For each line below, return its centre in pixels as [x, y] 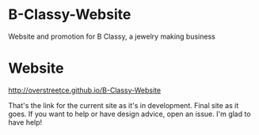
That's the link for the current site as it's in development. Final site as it [124, 105]
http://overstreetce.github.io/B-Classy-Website [84, 90]
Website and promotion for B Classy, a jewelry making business [112, 36]
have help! [25, 122]
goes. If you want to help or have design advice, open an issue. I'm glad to [129, 114]
